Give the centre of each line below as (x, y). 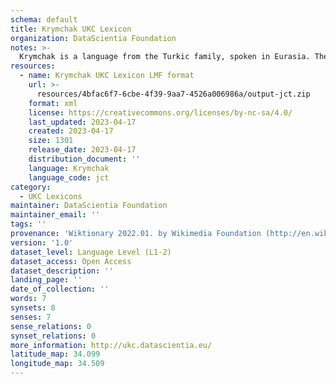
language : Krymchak (69, 168)
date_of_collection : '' (60, 289)
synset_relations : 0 (53, 336)
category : (31, 187)
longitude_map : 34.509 (57, 364)
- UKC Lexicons (51, 196)
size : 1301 (51, 141)
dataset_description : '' (62, 271)
